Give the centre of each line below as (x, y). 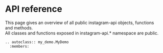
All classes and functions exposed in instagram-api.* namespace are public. (82, 33)
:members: (19, 46)
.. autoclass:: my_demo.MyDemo (37, 42)
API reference (34, 9)
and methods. (19, 27)
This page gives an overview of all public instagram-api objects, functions (80, 23)
